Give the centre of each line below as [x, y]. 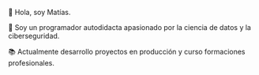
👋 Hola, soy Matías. [39, 12]
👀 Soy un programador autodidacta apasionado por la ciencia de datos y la [129, 27]
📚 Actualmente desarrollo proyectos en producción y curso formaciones [127, 52]
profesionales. [32, 63]
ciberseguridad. [34, 36]
